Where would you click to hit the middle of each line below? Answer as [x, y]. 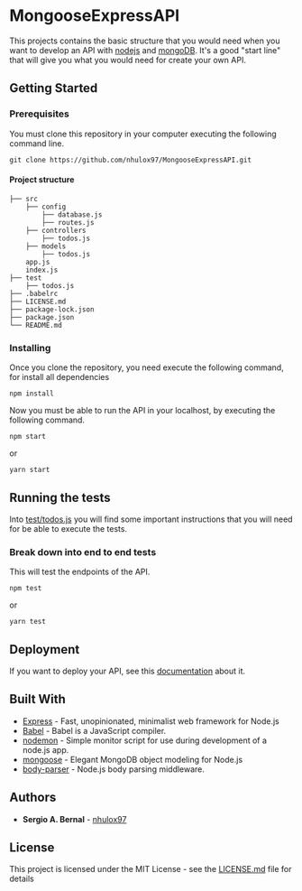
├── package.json [42, 317]
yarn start [30, 470]
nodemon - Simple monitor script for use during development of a [145, 740]
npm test [26, 589]
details [22, 879]
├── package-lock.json [52, 309]
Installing [30, 348]
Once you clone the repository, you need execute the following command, [146, 367]
